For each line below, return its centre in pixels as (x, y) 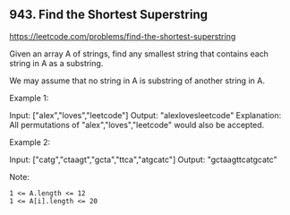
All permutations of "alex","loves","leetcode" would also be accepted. (137, 125)
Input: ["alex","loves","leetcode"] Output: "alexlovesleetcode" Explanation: (145, 115)
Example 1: (29, 98)
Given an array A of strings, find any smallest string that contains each (139, 54)
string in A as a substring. (56, 63)
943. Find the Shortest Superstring (109, 15)
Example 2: (30, 142)
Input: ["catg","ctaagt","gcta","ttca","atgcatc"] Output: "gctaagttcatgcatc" (143, 159)
